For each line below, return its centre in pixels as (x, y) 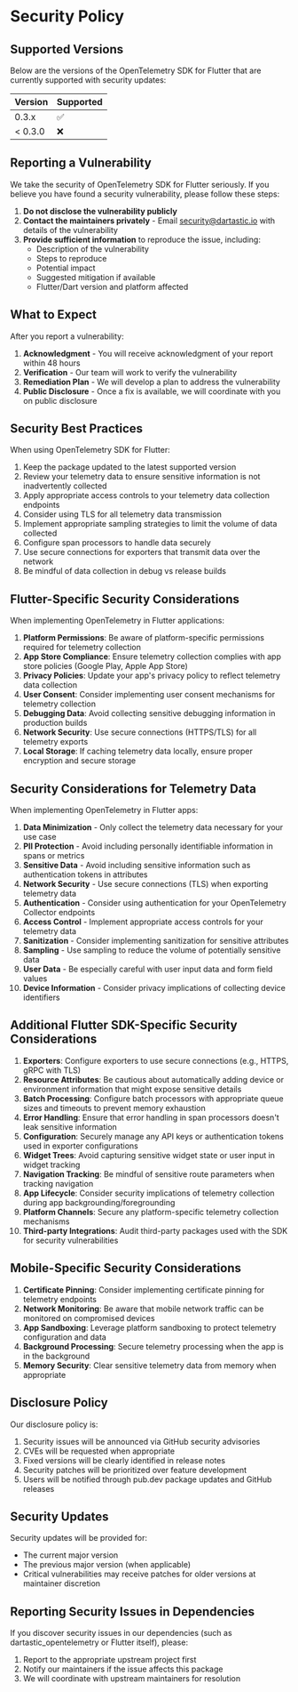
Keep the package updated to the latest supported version (129, 467)
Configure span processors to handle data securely (117, 543)
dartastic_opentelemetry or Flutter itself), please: (99, 1642)
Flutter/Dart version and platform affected (112, 286)
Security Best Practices (77, 429)
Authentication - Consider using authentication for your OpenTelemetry (154, 903)
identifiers (41, 997)
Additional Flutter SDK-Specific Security (124, 1025)
